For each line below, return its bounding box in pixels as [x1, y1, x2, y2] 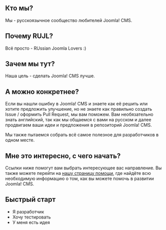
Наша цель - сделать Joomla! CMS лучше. [5, 73, 95, 79]
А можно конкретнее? [5, 87, 79, 96]
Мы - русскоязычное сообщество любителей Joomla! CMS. [5, 17, 132, 23]
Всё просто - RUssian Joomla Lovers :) [5, 45, 86, 51]
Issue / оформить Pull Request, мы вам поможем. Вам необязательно [5, 111, 153, 117]
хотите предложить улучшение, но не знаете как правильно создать [5, 106, 152, 112]
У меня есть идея [12, 219, 50, 225]
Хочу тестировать [12, 214, 51, 220]
